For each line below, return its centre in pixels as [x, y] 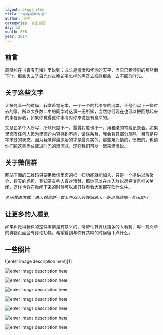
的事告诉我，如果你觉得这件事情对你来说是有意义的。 [58, 117]
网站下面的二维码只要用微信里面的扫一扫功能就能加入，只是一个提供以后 [77, 175]
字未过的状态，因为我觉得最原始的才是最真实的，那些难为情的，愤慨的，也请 [81, 140]
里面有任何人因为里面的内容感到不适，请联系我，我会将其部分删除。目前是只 [81, 134]
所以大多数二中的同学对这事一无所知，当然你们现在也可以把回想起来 [90, 111]
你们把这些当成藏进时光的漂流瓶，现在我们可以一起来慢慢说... [66, 146]
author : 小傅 [17, 18]
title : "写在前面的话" [26, 14]
